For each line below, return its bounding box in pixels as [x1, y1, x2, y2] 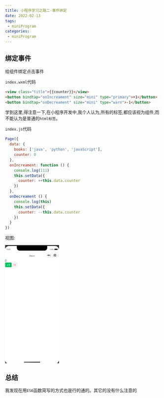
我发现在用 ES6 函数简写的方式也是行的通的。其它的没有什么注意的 [5, 388, 137, 393]
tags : [5, 18, 16, 23]
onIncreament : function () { [9, 162, 69, 168]
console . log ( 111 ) [14, 168, 50, 173]
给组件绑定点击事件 [5, 68, 44, 74]
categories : [5, 29, 30, 34]
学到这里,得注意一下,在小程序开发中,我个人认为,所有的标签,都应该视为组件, [5, 109, 155, 115]
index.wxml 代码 [5, 79, 36, 85]
